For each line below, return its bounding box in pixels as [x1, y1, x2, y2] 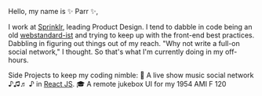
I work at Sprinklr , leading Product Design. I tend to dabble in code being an [8, 23, 253, 31]
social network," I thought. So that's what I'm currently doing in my [8, 47, 224, 56]
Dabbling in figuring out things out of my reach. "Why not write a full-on [8, 39, 241, 48]
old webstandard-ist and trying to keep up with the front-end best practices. [8, 30, 255, 40]
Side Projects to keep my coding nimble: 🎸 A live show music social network [8, 70, 254, 80]
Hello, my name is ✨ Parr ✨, [8, 7, 99, 16]
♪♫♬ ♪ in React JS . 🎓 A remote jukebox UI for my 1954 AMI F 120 [8, 80, 227, 88]
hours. [8, 55, 29, 65]
